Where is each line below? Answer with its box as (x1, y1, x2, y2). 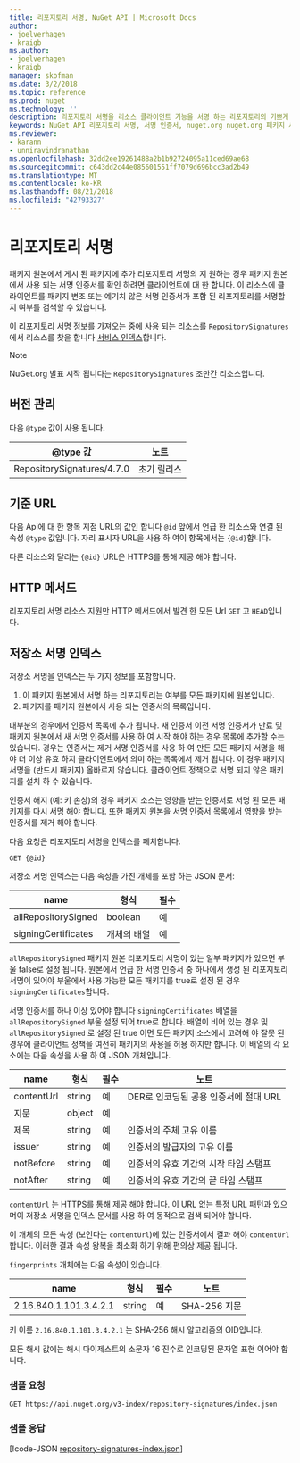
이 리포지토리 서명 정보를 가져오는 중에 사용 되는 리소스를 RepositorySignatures (9, 321, 289, 331)
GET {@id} (9, 854, 46, 863)
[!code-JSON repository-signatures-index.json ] (9, 1443, 183, 1454)
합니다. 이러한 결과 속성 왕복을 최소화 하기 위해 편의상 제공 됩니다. (9, 1241, 238, 1251)
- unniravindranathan (9, 146, 90, 155)
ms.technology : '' (9, 104, 78, 113)
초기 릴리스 (137, 463, 183, 475)
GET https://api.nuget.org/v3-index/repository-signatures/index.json (9, 1400, 278, 1409)
